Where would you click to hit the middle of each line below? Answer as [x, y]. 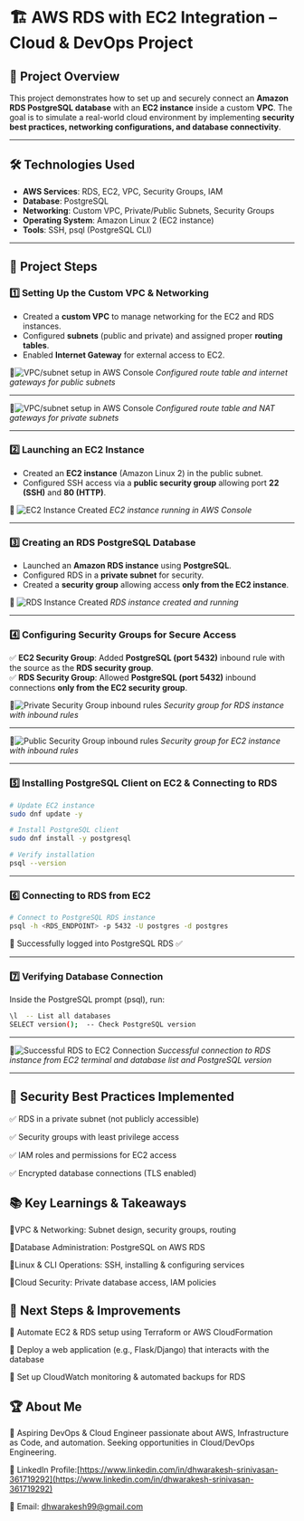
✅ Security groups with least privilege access [94, 1136]
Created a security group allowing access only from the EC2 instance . [156, 585]
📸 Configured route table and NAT [142, 407]
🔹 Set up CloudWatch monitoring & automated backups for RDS [128, 1377]
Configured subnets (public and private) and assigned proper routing [152, 335]
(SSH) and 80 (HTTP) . [64, 492]
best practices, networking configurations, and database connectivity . [146, 127]
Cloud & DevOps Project [101, 43]
